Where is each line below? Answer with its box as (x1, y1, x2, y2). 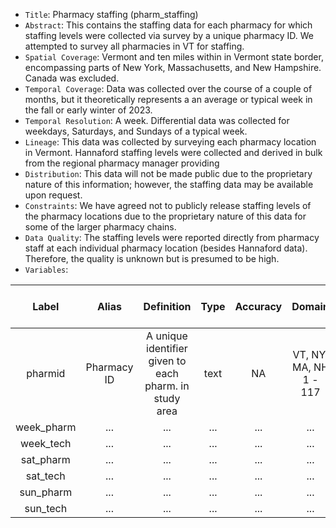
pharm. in (144, 379, 190, 393)
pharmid (26, 367, 66, 380)
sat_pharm (20, 453, 71, 466)
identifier (146, 342, 188, 355)
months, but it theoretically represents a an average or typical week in (24, 94, 313, 105)
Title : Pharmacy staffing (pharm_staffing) (24, 9, 199, 20)
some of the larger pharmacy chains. (24, 221, 177, 233)
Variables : (24, 264, 69, 275)
